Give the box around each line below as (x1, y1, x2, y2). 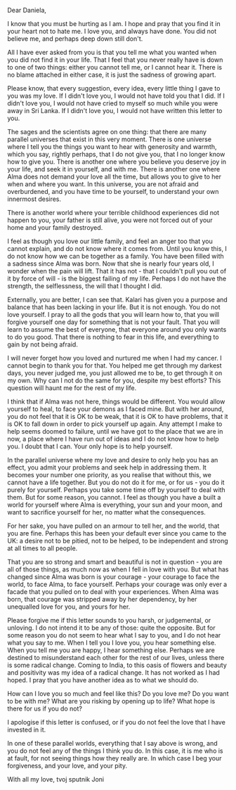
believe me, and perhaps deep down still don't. (7, 34, 143, 43)
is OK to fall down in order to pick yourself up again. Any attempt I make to (7, 420, 223, 428)
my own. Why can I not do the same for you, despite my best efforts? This (7, 376, 221, 384)
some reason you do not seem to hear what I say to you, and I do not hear (7, 631, 221, 639)
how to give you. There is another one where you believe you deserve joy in (7, 157, 227, 166)
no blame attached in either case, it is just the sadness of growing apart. (7, 70, 216, 79)
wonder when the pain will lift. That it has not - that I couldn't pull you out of (7, 267, 227, 275)
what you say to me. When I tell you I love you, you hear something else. (7, 639, 216, 647)
